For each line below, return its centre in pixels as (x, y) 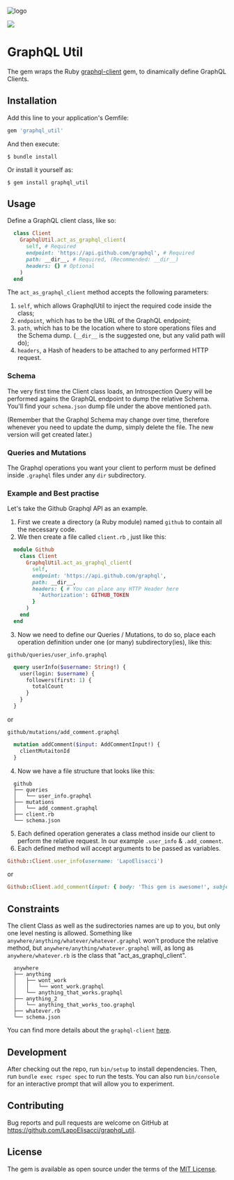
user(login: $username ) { (57, 674)
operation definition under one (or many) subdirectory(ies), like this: (115, 642)
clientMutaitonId (45, 751)
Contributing (36, 1106)
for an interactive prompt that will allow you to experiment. (91, 1084)
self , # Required (51, 247)
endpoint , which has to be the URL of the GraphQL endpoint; (104, 321)
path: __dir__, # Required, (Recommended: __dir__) (102, 259)
